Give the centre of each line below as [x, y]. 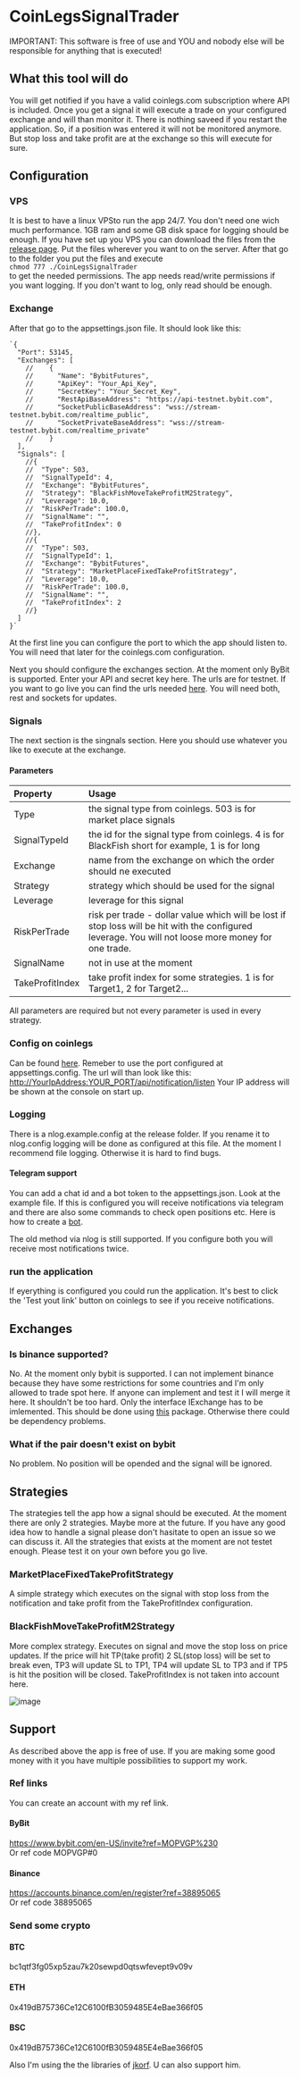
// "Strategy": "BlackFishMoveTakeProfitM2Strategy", [129, 493]
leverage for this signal [136, 901]
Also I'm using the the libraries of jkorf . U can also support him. [125, 2065]
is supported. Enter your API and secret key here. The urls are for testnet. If [148, 679]
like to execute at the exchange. [68, 750]
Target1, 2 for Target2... [138, 989]
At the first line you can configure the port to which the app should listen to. [148, 642]
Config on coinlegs [51, 1044]
